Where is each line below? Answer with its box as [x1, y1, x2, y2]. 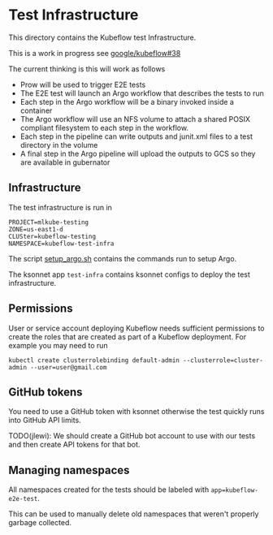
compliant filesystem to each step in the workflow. [19, 123, 189, 132]
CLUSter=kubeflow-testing [8, 232, 96, 240]
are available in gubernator [19, 157, 110, 167]
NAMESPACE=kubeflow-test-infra [8, 239, 115, 248]
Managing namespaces [8, 463, 130, 477]
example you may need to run [8, 340, 108, 350]
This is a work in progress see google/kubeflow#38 [8, 48, 181, 58]
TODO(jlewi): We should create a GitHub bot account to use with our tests [8, 431, 256, 441]
